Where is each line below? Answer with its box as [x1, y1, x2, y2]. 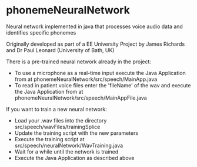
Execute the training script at [14, 135, 85, 142]
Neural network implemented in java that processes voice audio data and [6, 23, 183, 30]
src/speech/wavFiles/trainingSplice [14, 123, 101, 130]
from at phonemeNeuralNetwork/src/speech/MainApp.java [14, 76, 158, 83]
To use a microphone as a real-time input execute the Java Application [14, 69, 186, 76]
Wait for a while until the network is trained [14, 148, 119, 155]
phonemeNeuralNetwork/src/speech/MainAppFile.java [14, 94, 147, 101]
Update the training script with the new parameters [14, 129, 139, 137]
